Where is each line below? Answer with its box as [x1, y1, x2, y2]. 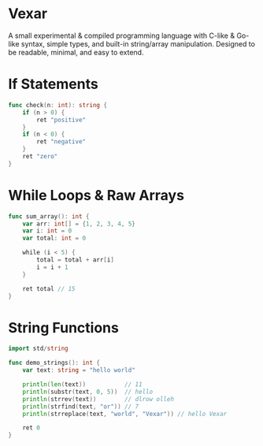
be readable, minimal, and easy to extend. [8, 47, 144, 57]
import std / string [8, 344, 69, 353]
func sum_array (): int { [8, 212, 90, 221]
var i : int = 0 [22, 227, 72, 235]
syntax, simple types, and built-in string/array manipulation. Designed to [20, 39, 256, 48]
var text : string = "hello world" [22, 366, 135, 374]
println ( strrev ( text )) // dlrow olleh [22, 395, 175, 403]
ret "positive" [36, 116, 87, 124]
